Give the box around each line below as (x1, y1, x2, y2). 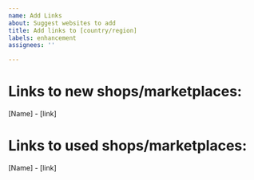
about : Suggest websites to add (8, 19, 116, 27)
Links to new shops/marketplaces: (8, 83, 242, 100)
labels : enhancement (8, 33, 77, 42)
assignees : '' (8, 41, 56, 49)
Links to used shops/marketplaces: (8, 137, 248, 155)
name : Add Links (8, 11, 62, 20)
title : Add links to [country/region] (8, 26, 137, 34)
